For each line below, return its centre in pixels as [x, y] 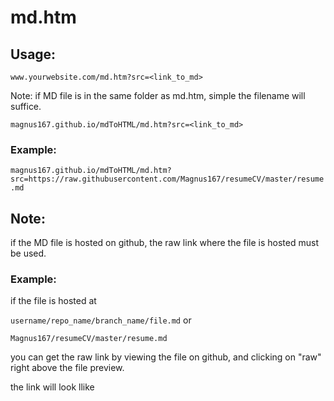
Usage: [33, 54]
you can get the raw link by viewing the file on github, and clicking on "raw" [166, 357]
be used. [28, 253]
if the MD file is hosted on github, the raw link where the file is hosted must [164, 243]
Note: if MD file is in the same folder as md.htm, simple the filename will [158, 95]
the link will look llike [52, 387]
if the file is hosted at [53, 301]
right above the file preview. [67, 368]
